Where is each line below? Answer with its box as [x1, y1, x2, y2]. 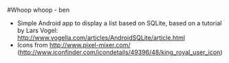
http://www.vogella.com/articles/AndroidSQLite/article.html [17, 34, 186, 42]
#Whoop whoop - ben [7, 6, 70, 14]
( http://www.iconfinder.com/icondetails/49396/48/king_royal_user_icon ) [17, 48, 223, 56]
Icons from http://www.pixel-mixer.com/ [17, 41, 131, 49]
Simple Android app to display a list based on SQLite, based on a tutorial [17, 19, 222, 27]
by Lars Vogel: [17, 27, 58, 34]
